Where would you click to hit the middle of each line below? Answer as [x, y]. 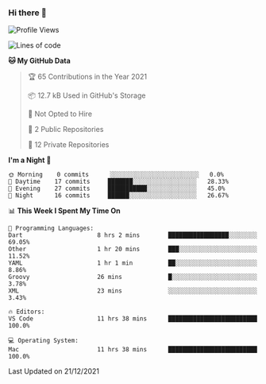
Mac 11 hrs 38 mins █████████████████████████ [133, 350]
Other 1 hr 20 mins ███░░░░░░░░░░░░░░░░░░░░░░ [133, 250]
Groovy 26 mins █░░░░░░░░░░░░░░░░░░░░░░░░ [133, 277]
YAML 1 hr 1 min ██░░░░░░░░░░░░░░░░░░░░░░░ [133, 263]
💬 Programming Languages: [51, 229]
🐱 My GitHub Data [40, 61]
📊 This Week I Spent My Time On [64, 211]
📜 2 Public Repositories [66, 130]
